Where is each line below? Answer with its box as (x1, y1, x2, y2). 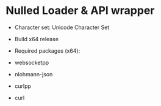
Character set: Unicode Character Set (14, 24, 110, 31)
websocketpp (14, 59, 49, 66)
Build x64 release (14, 35, 59, 42)
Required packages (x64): (14, 47, 80, 55)
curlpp (14, 82, 32, 90)
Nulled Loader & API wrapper (5, 4, 155, 18)
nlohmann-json (14, 70, 53, 78)
